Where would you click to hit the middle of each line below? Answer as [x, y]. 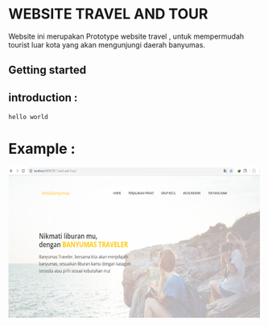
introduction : [43, 97]
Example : [42, 149]
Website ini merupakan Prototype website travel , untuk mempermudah [126, 36]
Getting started [47, 70]
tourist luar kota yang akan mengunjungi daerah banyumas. [107, 44]
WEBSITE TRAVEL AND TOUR [108, 14]
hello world [28, 118]
